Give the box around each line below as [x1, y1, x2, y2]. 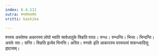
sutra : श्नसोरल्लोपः [5, 12, 37, 17]
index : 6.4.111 [5, 7, 37, 12]
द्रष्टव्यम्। [5, 46, 20, 52]
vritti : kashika [5, 16, 39, 21]
